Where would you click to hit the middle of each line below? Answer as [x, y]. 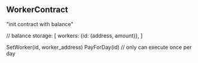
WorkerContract [37, 10]
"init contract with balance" [40, 24]
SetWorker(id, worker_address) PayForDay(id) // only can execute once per [99, 47]
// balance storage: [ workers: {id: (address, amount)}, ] [74, 36]
